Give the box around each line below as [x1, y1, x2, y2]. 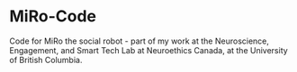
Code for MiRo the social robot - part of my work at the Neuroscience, [9, 36, 270, 46]
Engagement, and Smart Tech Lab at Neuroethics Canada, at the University [9, 44, 288, 55]
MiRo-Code [9, 6, 97, 27]
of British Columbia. [9, 54, 83, 65]
